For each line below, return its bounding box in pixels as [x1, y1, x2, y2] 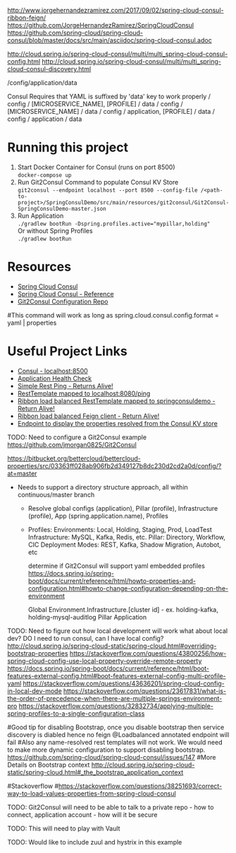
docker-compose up [17, 171, 72, 179]
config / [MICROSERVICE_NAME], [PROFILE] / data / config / [7, 100, 183, 108]
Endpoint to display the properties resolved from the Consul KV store [17, 419, 218, 427]
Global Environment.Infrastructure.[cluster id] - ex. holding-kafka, [27, 605, 218, 614]
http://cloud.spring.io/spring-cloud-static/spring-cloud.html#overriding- [7, 642, 217, 650]
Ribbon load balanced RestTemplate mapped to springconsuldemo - [17, 396, 216, 405]
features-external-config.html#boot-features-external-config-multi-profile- [7, 671, 227, 680]
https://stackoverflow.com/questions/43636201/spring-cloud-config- [23, 679, 225, 687]
